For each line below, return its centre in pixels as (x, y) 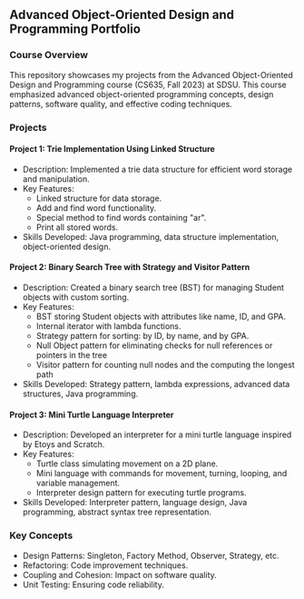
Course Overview (49, 55)
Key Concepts (41, 535)
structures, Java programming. (80, 394)
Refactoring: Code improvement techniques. (105, 565)
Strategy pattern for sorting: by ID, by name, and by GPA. (142, 336)
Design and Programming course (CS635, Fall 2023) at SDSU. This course (148, 85)
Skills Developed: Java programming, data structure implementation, (151, 236)
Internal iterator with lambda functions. (108, 326)
